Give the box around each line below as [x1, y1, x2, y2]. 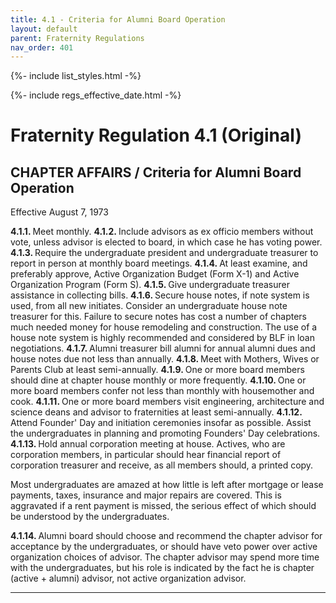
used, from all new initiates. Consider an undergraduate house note [10, 300, 288, 312]
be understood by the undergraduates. [10, 511, 170, 523]
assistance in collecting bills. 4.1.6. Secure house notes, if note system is [10, 289, 310, 301]
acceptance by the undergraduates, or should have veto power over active [10, 541, 318, 553]
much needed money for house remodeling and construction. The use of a [10, 321, 318, 333]
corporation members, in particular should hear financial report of [10, 449, 282, 461]
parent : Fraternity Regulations [10, 33, 145, 43]
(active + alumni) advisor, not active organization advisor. [10, 572, 247, 585]
